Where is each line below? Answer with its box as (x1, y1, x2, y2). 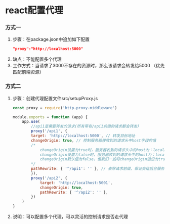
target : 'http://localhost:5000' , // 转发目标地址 (31, 133, 136, 139)
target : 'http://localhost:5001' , (39, 180, 113, 185)
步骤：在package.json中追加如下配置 (12, 36, 90, 42)
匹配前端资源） (12, 69, 44, 75)
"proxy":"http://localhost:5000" (12, 47, 83, 52)
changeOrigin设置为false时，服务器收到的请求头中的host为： (39, 152, 156, 157)
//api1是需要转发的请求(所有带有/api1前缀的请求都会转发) (31, 124, 140, 129)
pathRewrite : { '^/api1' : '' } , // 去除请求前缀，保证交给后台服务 (31, 166, 164, 171)
